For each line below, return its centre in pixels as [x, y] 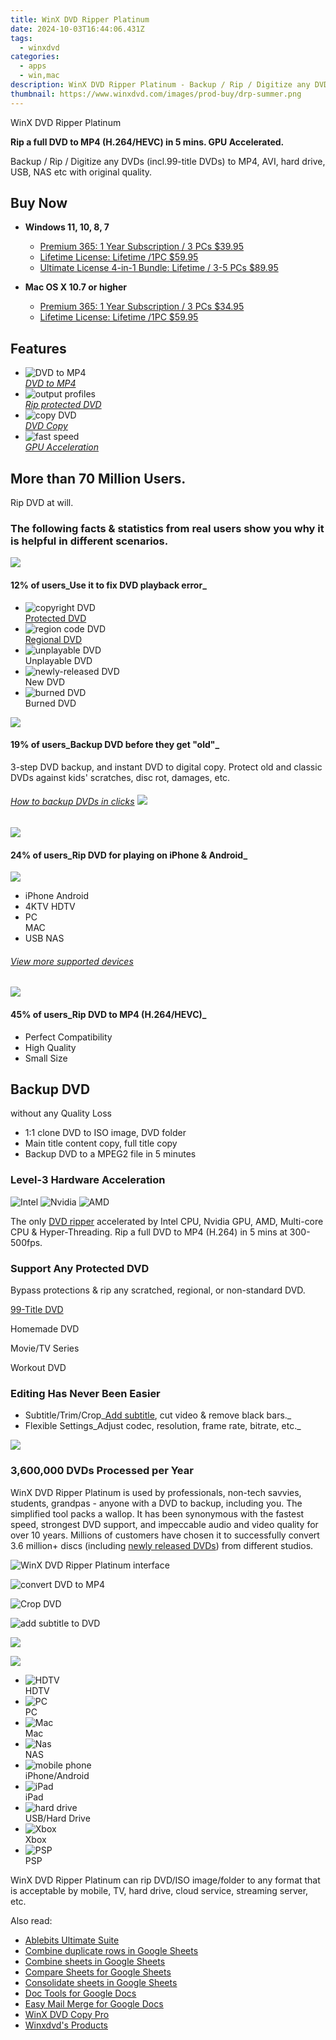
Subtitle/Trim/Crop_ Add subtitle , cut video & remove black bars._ [158, 1415]
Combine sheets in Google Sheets [95, 1961]
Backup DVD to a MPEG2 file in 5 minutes [110, 1154]
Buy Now [39, 203]
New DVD [45, 682]
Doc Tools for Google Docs [80, 1993]
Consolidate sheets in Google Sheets [101, 1982]
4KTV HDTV [50, 907]
